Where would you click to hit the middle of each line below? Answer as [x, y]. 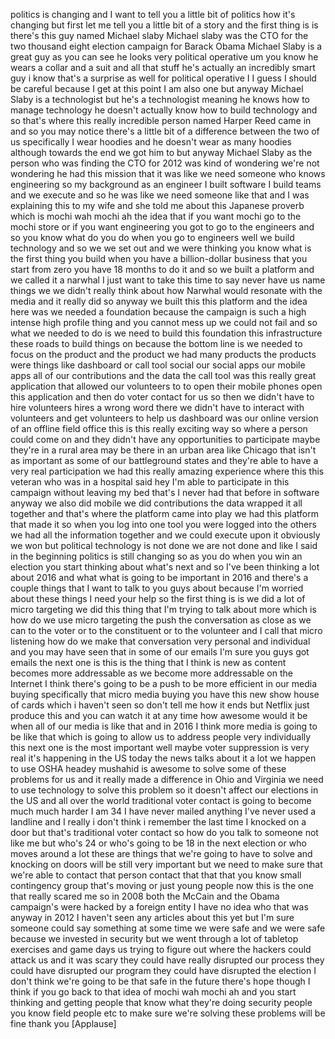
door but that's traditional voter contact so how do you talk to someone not [164, 832]
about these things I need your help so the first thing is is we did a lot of [158, 598]
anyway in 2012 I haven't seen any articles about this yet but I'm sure [152, 917]
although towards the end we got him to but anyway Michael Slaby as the [161, 152]
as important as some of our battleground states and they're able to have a [164, 460]
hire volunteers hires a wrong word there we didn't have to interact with [157, 407]
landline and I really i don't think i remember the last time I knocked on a [158, 822]
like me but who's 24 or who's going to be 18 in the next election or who [158, 843]
